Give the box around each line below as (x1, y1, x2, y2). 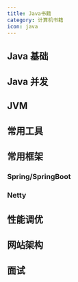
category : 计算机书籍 (7, 17, 64, 23)
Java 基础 (7, 50, 49, 62)
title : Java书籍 (7, 10, 51, 17)
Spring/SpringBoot (7, 172, 71, 182)
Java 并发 (7, 76, 49, 88)
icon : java (7, 23, 38, 30)
